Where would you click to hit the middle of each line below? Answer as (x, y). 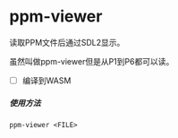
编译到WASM (47, 80)
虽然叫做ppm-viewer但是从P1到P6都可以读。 (92, 61)
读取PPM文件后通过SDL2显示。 (67, 42)
